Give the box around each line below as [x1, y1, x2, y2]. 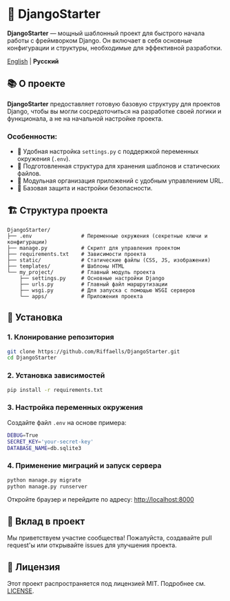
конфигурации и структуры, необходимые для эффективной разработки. [7, 43, 222, 52]
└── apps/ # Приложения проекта [19, 293, 143, 299]
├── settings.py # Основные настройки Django [19, 275, 165, 282]
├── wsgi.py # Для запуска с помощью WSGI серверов [19, 286, 196, 294]
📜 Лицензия [7, 561, 61, 573]
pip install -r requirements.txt [7, 386, 103, 393]
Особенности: [7, 131, 58, 141]
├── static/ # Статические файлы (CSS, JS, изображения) [7, 257, 211, 264]
